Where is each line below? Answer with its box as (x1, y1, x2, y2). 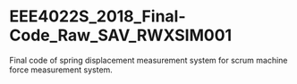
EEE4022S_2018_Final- (9, 6, 186, 27)
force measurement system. (9, 64, 114, 75)
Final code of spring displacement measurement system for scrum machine (9, 55, 288, 65)
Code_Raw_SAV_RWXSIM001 (9, 25, 233, 46)
